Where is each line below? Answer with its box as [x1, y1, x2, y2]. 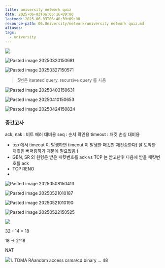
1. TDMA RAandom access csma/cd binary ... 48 [10, 257, 108, 264]
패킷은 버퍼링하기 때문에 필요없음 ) [12, 148, 79, 154]
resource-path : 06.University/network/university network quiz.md [5, 21, 144, 26]
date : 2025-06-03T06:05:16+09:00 [5, 12, 74, 17]
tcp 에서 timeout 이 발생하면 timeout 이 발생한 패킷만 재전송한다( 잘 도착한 [12, 142, 156, 148]
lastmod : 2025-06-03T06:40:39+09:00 [5, 16, 80, 21]
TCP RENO [12, 166, 34, 172]
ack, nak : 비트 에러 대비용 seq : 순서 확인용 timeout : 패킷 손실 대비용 [5, 132, 140, 137]
